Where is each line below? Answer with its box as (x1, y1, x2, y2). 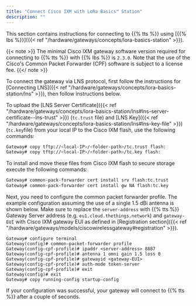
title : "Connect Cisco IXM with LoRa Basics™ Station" (6, 8, 143, 15)
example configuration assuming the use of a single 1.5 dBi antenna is (6, 200, 174, 207)
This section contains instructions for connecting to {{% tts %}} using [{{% (6, 30, 187, 37)
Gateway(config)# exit (6, 271, 61, 277)
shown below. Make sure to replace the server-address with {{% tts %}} (6, 206, 180, 212)
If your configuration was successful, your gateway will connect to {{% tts (6, 287, 185, 294)
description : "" (6, 14, 46, 20)
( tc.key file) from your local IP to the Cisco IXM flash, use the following (6, 126, 176, 133)
